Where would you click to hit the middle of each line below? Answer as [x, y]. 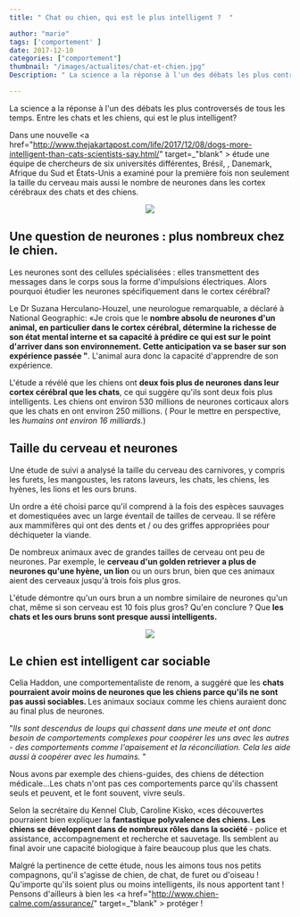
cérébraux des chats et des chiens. [74, 192]
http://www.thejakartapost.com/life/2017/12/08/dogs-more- [142, 145]
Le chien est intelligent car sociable [110, 661]
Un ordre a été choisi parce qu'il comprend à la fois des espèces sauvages [146, 506]
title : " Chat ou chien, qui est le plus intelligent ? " [121, 17]
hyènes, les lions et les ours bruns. [73, 489]
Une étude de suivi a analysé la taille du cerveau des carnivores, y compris [147, 470]
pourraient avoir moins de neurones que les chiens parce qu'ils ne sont [144, 692]
